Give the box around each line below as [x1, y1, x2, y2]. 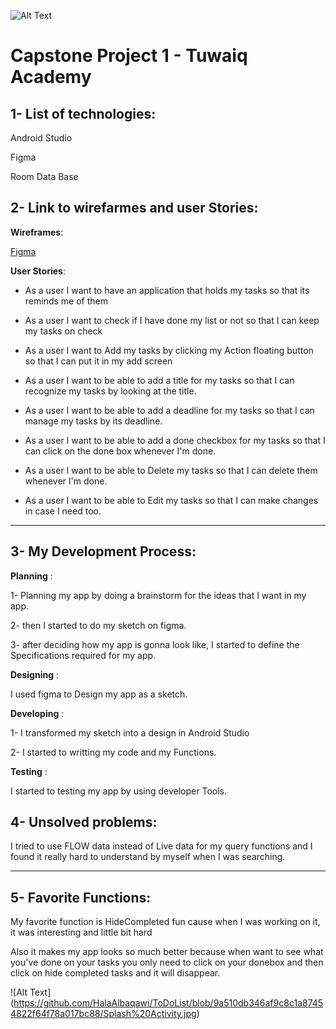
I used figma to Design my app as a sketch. [10, 688, 188, 700]
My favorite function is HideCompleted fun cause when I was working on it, [10, 916, 321, 928]
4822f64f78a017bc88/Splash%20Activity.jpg [10, 1008, 197, 1020]
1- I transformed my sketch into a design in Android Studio [10, 726, 250, 739]
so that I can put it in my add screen [24, 355, 173, 367]
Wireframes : [10, 226, 64, 238]
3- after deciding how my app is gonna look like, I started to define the [10, 638, 300, 650]
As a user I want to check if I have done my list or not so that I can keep [24, 314, 320, 326]
